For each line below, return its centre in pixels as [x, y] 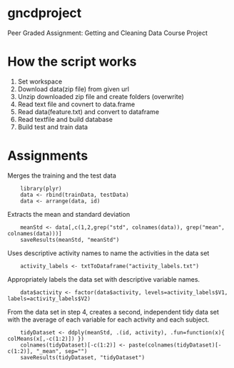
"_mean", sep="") [62, 351]
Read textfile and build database [65, 119]
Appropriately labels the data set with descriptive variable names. [104, 279]
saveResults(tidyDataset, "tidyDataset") [82, 357]
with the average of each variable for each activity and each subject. [108, 320]
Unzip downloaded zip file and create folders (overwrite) [101, 96]
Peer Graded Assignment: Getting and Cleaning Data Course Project [108, 33]
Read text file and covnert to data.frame [76, 104]
